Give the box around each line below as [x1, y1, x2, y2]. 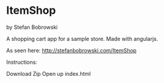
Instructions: [6, 58, 37, 66]
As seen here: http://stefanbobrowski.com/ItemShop [6, 46, 137, 54]
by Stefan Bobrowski [6, 23, 58, 31]
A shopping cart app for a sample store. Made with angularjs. [6, 35, 159, 42]
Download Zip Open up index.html [6, 70, 91, 77]
